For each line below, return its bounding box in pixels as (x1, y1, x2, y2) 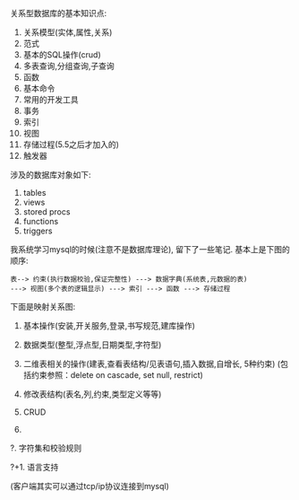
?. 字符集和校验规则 (10, 443, 82, 453)
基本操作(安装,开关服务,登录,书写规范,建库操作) (22, 320, 196, 330)
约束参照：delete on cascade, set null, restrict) (30, 370, 204, 380)
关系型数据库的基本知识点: (10, 8, 107, 18)
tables (22, 188, 47, 197)
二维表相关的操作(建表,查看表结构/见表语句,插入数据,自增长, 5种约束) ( (22, 358, 281, 369)
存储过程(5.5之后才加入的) (22, 139, 120, 150)
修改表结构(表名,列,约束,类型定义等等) (22, 389, 162, 399)
